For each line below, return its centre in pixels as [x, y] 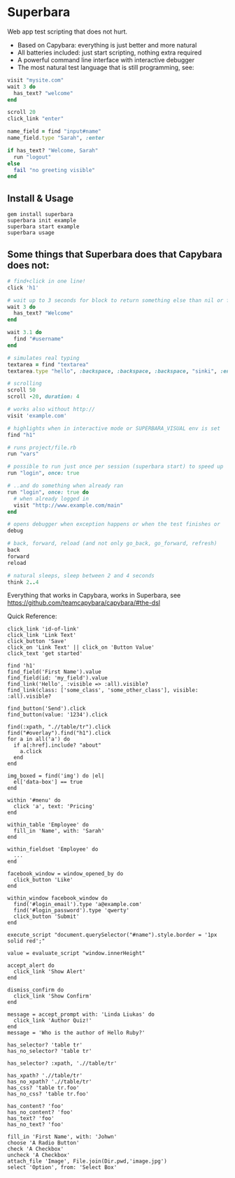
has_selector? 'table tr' [45, 1045]
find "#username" [39, 339]
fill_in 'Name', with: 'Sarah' [59, 831]
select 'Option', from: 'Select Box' [62, 1168]
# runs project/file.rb [42, 447]
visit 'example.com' [37, 416]
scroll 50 [22, 390]
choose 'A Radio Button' [43, 1143]
